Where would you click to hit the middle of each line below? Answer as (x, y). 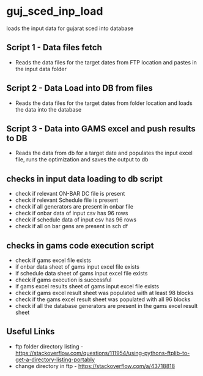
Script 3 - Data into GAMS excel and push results (101, 129)
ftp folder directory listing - (49, 346)
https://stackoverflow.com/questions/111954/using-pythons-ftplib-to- (102, 353)
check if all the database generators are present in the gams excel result (106, 306)
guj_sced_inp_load (55, 11)
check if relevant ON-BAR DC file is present (70, 194)
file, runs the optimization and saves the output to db (82, 159)
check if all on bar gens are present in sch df (72, 226)
